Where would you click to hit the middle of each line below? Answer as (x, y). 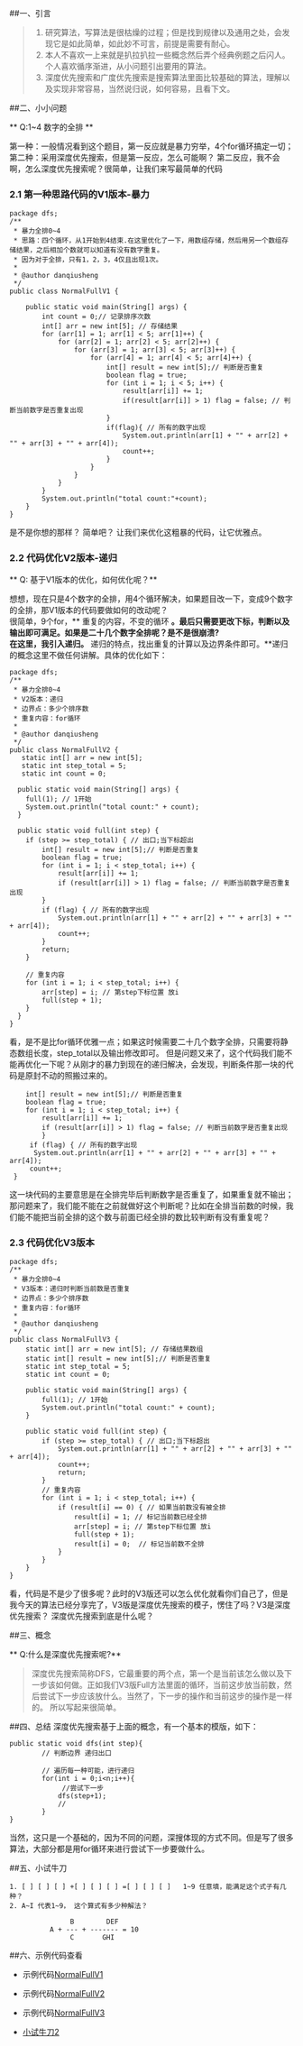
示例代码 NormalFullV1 (63, 1974)
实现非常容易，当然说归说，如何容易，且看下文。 (144, 89)
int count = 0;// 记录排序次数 (96, 317)
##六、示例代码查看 (46, 1955)
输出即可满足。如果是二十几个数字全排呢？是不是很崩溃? (114, 632)
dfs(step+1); (82, 1796)
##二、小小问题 (38, 108)
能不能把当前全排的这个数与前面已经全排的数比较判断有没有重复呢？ (143, 1216)
